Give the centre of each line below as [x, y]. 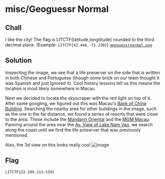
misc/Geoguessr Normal [57, 9]
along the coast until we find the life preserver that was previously [73, 130]
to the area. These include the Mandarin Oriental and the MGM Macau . [78, 119]
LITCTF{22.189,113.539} [30, 172]
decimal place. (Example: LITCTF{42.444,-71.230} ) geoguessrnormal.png [79, 45]
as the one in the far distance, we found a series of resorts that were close [82, 114]
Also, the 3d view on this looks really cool [48, 145]
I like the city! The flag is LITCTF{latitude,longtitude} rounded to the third [80, 39]
